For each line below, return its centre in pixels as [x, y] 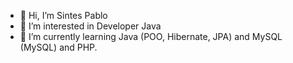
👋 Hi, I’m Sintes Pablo [63, 15]
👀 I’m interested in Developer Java [90, 26]
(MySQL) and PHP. [58, 47]
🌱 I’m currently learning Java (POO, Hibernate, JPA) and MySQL [151, 36]
